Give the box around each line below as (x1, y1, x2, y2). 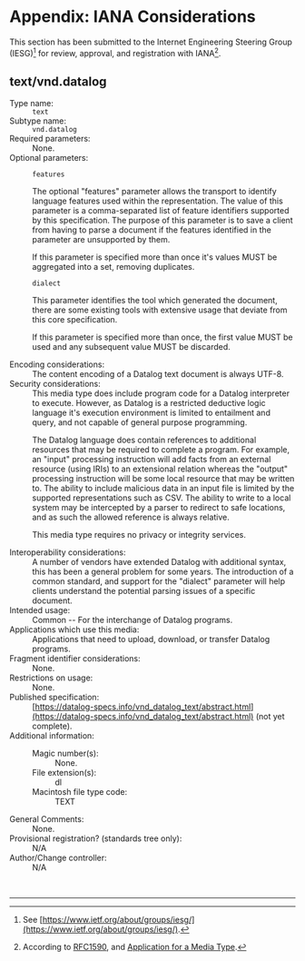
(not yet (255, 711, 285, 722)
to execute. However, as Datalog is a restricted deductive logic (32, 398, 266, 409)
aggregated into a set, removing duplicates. (32, 262, 195, 272)
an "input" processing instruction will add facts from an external (32, 454, 271, 465)
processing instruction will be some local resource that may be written (32, 473, 295, 484)
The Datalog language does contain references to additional (32, 434, 257, 446)
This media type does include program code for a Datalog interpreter (32, 388, 290, 399)
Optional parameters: (9, 153, 89, 163)
